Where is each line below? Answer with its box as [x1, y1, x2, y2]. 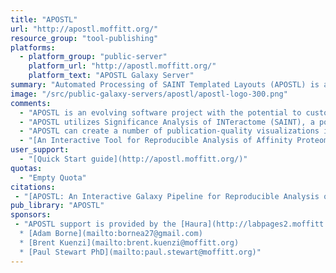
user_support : [10, 145, 70, 155]
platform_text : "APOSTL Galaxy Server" [28, 71, 195, 81]
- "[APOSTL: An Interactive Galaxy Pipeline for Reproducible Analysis [14, 191, 320, 201]
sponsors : [10, 210, 52, 220]
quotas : [10, 163, 43, 173]
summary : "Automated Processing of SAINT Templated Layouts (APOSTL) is [10, 80, 320, 90]
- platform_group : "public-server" [19, 52, 168, 62]
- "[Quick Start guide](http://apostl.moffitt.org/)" [19, 154, 248, 164]
